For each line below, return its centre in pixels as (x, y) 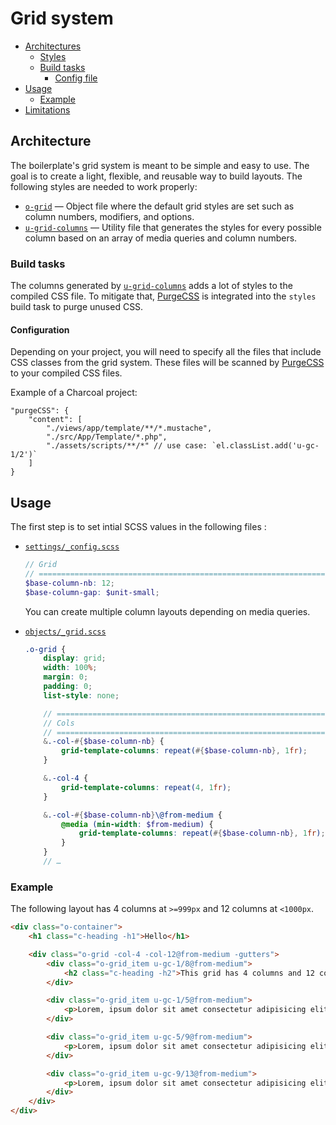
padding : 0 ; (68, 687)
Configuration (40, 329)
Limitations (47, 109)
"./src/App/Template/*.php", (107, 437)
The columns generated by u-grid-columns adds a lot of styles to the (151, 286)
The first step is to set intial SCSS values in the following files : (138, 527)
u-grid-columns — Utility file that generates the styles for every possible (173, 227)
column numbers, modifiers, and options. (109, 216)
